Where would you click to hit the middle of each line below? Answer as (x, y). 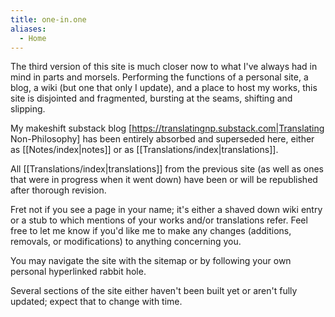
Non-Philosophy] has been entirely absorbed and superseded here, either (162, 139)
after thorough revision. (58, 190)
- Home (33, 38)
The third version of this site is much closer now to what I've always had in (164, 67)
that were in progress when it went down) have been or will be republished (164, 180)
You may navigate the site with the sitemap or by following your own (151, 261)
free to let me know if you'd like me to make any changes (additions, (151, 231)
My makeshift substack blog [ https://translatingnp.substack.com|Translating (167, 128)
